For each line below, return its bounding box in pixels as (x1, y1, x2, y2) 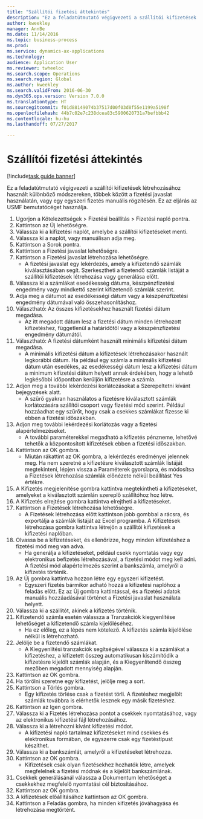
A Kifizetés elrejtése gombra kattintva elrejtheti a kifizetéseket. (15, 498, 172, 505)
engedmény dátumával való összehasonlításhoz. (15, 299, 137, 306)
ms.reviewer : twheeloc (7, 65, 64, 71)
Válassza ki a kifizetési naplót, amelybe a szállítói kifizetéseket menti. (15, 228, 188, 236)
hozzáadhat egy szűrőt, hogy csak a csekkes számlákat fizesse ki (24, 408, 189, 415)
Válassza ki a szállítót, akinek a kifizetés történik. (15, 607, 137, 614)
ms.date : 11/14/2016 (7, 31, 59, 37)
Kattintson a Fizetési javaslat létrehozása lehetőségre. (15, 254, 150, 261)
